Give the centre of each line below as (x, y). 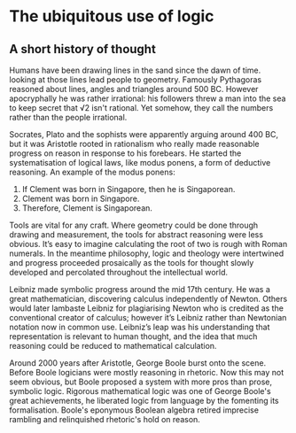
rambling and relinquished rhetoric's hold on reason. (105, 419)
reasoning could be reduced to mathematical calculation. (113, 346)
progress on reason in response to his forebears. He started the (125, 153)
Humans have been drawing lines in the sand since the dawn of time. (135, 70)
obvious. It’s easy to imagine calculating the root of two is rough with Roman (148, 244)
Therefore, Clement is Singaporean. (87, 208)
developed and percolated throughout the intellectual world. (119, 272)
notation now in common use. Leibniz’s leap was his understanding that (140, 327)
